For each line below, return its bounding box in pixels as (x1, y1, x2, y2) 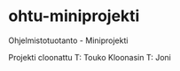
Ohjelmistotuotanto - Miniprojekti (8, 35, 129, 46)
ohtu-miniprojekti (8, 6, 140, 26)
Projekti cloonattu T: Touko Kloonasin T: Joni (8, 52, 172, 62)
